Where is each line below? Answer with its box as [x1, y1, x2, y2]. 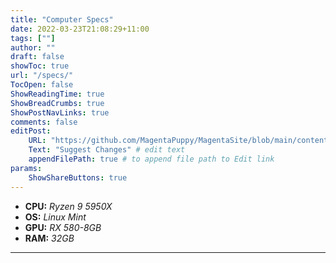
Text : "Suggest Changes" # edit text [28, 145, 186, 155]
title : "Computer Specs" [10, 14, 114, 25]
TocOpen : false [10, 80, 74, 90]
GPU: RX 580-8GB [24, 221, 102, 233]
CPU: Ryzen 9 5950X [24, 200, 113, 212]
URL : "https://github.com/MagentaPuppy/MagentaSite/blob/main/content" [28, 136, 333, 146]
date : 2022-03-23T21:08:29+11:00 [10, 24, 150, 34]
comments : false [10, 117, 78, 127]
